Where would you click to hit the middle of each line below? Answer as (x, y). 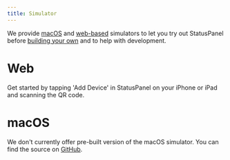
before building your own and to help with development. (87, 40)
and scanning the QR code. (46, 94)
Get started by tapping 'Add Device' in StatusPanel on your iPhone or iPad (112, 88)
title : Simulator (32, 13)
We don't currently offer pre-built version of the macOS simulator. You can (113, 141)
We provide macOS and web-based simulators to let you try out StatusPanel (115, 33)
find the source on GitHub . (45, 149)
